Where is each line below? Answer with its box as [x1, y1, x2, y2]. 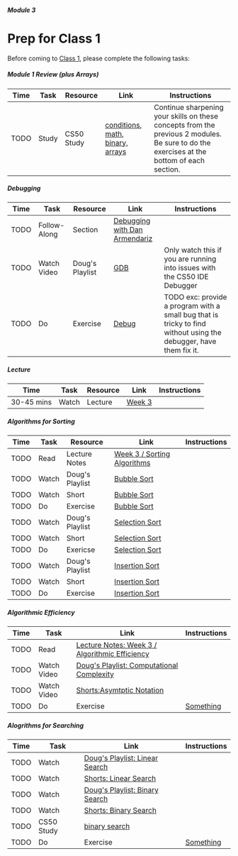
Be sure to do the [153, 138, 211, 148]
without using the [164, 328, 222, 338]
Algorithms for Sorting [7, 417, 76, 426]
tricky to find [164, 319, 207, 329]
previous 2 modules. [153, 128, 222, 138]
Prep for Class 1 [7, 30, 101, 46]
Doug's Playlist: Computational [76, 660, 178, 670]
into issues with [164, 263, 216, 273]
